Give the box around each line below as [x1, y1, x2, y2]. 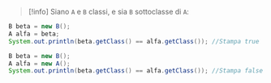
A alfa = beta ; [8, 30, 60, 38]
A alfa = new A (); [8, 60, 71, 68]
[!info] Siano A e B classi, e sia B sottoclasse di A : [28, 7, 189, 16]
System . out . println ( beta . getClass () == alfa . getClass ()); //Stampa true [8, 37, 260, 45]
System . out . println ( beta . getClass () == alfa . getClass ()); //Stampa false [8, 67, 264, 75]
